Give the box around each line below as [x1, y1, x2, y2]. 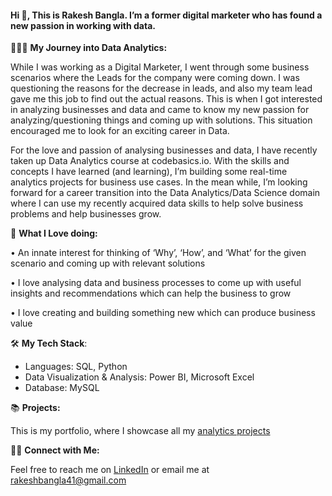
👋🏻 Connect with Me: [10, 444, 100, 456]
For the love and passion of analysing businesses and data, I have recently [10, 144, 318, 156]
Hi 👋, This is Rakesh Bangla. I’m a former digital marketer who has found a [10, 9, 323, 21]
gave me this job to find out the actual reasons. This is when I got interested [10, 93, 323, 105]
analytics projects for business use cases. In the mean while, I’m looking [10, 176, 308, 188]
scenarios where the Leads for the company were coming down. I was [10, 72, 300, 84]
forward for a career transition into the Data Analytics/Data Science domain [10, 187, 321, 199]
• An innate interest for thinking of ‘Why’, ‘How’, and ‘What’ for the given [10, 247, 307, 259]
